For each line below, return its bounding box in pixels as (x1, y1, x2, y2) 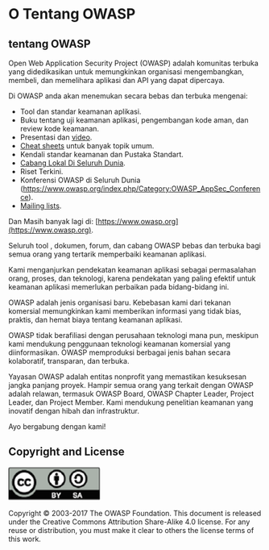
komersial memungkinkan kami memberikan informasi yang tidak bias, (8, 306, 242, 315)
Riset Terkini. (19, 167, 64, 176)
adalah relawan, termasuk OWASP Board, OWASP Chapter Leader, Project (8, 389, 255, 398)
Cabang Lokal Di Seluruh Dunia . (19, 158, 126, 168)
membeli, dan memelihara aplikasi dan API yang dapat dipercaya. (8, 76, 226, 85)
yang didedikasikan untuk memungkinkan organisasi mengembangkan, (8, 67, 244, 77)
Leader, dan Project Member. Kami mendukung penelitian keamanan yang (8, 398, 254, 407)
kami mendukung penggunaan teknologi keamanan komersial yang (8, 340, 231, 348)
